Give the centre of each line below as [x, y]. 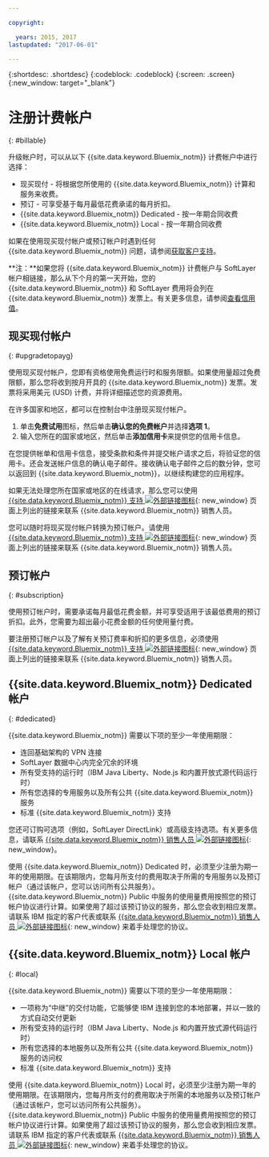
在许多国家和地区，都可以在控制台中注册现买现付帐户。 [99, 409]
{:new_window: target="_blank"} [62, 83]
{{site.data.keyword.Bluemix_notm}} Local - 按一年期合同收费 [121, 224]
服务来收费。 [41, 194]
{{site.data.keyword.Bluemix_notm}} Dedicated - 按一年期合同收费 [129, 214]
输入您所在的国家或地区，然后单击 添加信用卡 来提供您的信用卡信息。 [132, 437]
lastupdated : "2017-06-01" [53, 45]
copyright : [26, 22]
